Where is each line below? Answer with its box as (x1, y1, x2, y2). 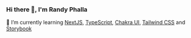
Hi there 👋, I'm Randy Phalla (6, 5, 88, 14)
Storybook (6, 25, 32, 32)
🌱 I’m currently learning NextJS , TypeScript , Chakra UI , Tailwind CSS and (6, 19, 186, 26)
